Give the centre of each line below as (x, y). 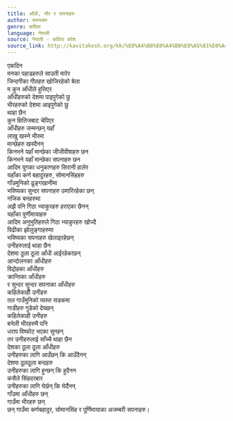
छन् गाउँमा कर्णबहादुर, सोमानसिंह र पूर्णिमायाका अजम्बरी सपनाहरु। (79, 410)
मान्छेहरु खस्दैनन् (25, 144)
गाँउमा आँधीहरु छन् (28, 394)
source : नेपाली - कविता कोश (42, 40)
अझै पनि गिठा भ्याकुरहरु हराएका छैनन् (48, 206)
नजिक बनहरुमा (24, 198)
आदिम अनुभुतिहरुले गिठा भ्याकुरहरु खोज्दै (52, 222)
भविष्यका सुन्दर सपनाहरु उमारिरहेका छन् (51, 191)
